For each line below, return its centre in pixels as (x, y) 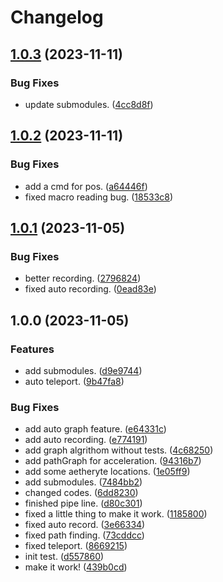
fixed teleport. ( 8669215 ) (76, 546)
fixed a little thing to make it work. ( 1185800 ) (116, 514)
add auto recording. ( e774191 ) (86, 440)
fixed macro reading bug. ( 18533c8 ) (99, 197)
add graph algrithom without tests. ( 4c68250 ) (119, 450)
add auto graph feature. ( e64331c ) (95, 429)
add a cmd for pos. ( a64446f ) (86, 186)
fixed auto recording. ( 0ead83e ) (90, 289)
